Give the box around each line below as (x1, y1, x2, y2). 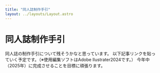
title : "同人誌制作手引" (5, 7, 50, 12)
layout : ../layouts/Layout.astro (5, 12, 73, 16)
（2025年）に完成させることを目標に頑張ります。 (5, 63, 105, 69)
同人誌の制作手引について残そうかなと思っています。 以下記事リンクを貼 (5, 51, 152, 57)
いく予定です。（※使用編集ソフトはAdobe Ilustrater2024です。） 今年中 (9, 57, 150, 63)
